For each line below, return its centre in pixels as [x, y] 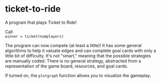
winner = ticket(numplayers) [34, 36]
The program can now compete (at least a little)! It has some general [73, 45]
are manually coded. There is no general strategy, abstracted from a [73, 61]
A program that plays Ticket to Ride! [41, 22]
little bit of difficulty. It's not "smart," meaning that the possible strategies [78, 56]
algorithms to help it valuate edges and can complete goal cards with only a [80, 50]
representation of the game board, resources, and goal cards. [67, 66]
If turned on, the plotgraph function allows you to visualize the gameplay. [78, 75]
